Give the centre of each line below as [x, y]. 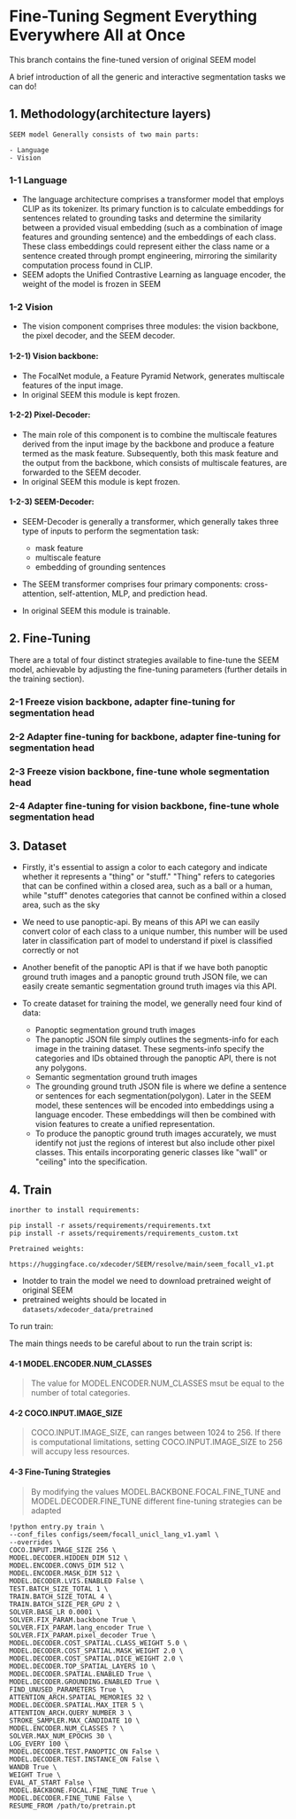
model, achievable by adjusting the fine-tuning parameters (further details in [148, 669]
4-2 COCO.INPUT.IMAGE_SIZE [66, 1413]
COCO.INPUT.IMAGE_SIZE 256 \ [63, 1550]
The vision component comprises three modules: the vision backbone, [150, 326]
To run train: [31, 1326]
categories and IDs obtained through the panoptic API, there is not [156, 1058]
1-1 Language [38, 180]
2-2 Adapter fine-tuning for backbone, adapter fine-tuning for [145, 736]
